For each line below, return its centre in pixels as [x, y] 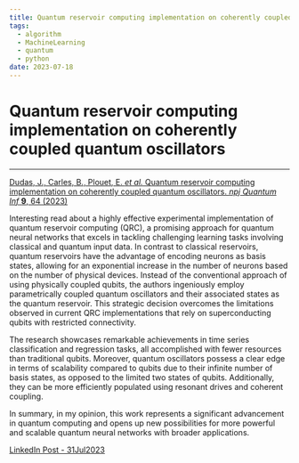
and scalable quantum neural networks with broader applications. [129, 432]
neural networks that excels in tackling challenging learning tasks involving [146, 237]
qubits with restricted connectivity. [73, 322]
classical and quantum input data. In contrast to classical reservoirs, [134, 247]
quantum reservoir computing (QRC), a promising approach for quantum [141, 227]
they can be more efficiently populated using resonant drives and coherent [146, 386]
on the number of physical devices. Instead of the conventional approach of [148, 275]
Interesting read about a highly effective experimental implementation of [141, 218]
